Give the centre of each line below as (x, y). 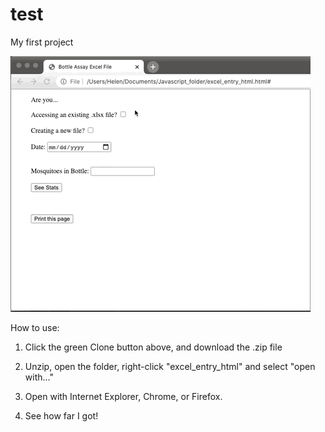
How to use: (35, 327)
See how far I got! (61, 415)
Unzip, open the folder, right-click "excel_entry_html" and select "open (170, 366)
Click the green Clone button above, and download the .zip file (153, 347)
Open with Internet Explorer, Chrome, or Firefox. (123, 396)
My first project (42, 42)
